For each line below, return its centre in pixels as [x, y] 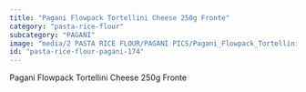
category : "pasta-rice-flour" [67, 26]
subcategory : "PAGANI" [52, 35]
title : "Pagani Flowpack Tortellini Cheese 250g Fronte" [120, 18]
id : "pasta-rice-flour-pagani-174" [77, 52]
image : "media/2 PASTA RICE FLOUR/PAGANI [89, 43]
